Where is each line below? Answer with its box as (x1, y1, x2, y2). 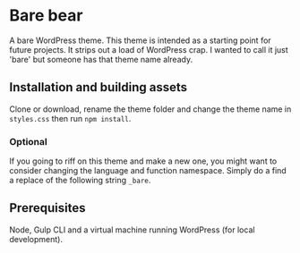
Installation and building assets (9, 80, 188, 95)
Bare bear (9, 5, 83, 26)
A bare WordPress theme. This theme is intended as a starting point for (9, 35, 271, 46)
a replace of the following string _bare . (9, 175, 151, 186)
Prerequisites (9, 200, 86, 215)
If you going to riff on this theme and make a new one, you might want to (9, 156, 278, 166)
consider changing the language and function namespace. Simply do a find (9, 165, 287, 176)
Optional (9, 135, 47, 148)
